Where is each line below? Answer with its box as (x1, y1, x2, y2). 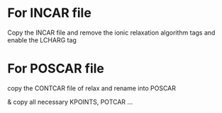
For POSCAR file (7, 61, 104, 77)
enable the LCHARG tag (7, 35, 77, 44)
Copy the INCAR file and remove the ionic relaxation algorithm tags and (7, 28, 216, 37)
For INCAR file (7, 5, 92, 21)
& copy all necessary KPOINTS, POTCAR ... (7, 97, 133, 106)
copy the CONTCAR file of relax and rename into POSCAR (7, 83, 176, 93)
